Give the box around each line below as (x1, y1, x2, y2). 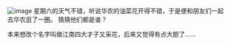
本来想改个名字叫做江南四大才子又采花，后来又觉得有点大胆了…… (7, 30, 196, 38)
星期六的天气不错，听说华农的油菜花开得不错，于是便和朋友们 (34, 7, 212, 15)
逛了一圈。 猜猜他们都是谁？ (25, 15, 107, 24)
